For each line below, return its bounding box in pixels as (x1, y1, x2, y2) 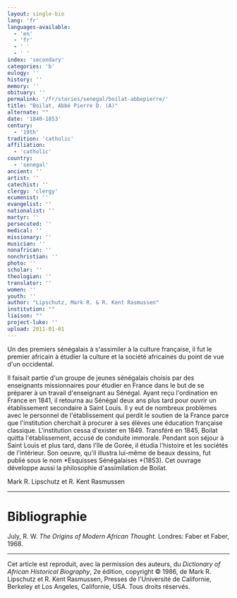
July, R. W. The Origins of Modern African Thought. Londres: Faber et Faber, (7, 532, 229, 540)
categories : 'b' (7, 63, 55, 70)
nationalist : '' (7, 208, 55, 215)
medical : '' (7, 227, 42, 234)
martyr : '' (7, 214, 39, 221)
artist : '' (7, 174, 39, 181)
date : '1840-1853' (7, 115, 61, 122)
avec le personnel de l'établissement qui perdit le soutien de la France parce (7, 411, 229, 419)
